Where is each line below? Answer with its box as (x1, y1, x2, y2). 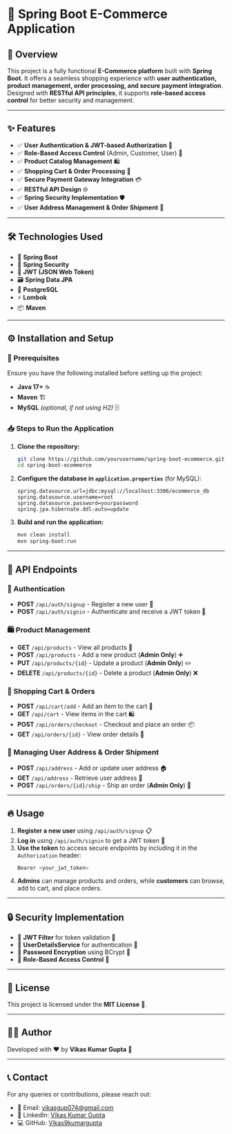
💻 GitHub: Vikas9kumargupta (17, 1118, 102, 1126)
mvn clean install (17, 532, 70, 539)
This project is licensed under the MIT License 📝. (7, 1001, 147, 1008)
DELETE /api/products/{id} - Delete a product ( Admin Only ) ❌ (17, 669, 198, 677)
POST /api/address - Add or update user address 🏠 (17, 763, 168, 772)
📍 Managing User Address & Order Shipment (7, 747, 159, 757)
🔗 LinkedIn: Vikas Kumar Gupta (17, 1110, 106, 1119)
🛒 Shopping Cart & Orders (7, 687, 95, 696)
